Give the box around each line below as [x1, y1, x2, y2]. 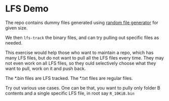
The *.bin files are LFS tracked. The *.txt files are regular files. [5, 75, 133, 81]
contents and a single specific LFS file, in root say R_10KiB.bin [5, 90, 135, 96]
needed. [5, 39, 23, 45]
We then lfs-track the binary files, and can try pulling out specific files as [5, 34, 159, 40]
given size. [5, 24, 28, 30]
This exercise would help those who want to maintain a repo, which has [5, 49, 154, 55]
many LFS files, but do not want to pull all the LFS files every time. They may [5, 54, 164, 60]
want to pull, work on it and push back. [5, 65, 86, 71]
